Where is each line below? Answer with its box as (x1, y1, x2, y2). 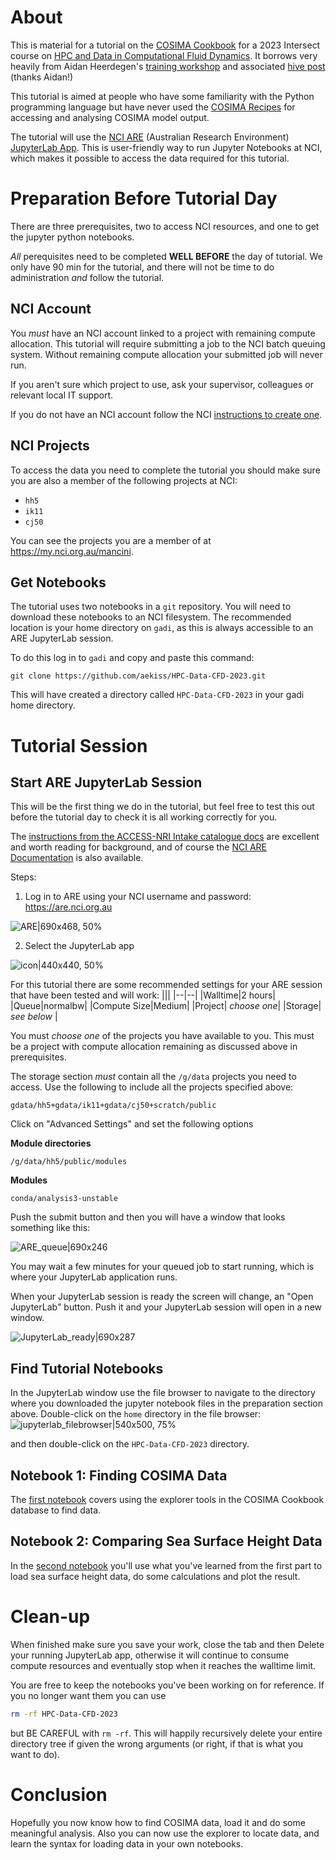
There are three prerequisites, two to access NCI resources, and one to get (10, 220, 320, 232)
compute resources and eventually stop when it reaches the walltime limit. (10, 1659, 317, 1671)
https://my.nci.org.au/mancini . (10, 545, 134, 557)
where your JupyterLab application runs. (10, 1271, 178, 1283)
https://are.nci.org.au (24, 901, 113, 913)
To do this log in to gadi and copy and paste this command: (10, 652, 255, 664)
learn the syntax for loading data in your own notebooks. (10, 1837, 244, 1850)
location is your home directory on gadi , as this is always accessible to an (10, 622, 314, 634)
